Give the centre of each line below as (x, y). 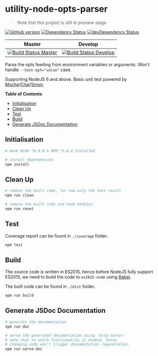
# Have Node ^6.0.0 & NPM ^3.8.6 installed (50, 151)
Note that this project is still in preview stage (62, 23)
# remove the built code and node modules (49, 204)
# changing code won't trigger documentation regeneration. (68, 344)
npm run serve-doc (24, 349)
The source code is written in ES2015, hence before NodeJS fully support (79, 272)
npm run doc (17, 327)
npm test (14, 245)
